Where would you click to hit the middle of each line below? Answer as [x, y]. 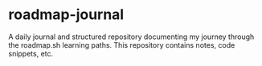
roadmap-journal [66, 15]
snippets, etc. [31, 53]
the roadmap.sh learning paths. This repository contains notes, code [122, 45]
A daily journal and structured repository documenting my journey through [131, 37]
